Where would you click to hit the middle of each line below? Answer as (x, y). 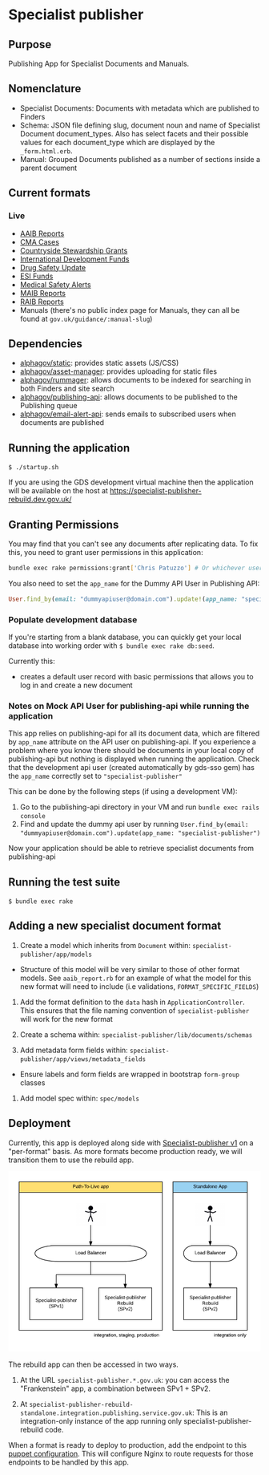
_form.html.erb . (46, 151)
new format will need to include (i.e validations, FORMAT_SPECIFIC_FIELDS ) (139, 986)
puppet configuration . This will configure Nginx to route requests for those (131, 1454)
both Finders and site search (67, 389)
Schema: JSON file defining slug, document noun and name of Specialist (140, 125)
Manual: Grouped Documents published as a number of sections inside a (140, 159)
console (32, 817)
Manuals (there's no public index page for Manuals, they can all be (130, 310)
